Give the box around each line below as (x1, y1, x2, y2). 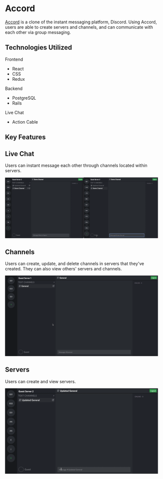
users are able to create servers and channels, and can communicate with (5, 24, 153, 30)
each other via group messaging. (5, 29, 71, 35)
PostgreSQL (12, 95, 36, 101)
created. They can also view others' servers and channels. (5, 266, 122, 272)
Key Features (5, 133, 46, 142)
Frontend (5, 56, 23, 62)
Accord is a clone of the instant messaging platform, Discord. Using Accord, (5, 19, 157, 25)
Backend (5, 86, 23, 91)
